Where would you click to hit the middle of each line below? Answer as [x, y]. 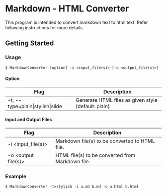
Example [16, 176]
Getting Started [30, 43]
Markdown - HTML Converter [67, 9]
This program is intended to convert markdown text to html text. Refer [77, 22]
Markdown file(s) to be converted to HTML [105, 141]
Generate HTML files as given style [116, 100]
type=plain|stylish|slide [35, 106]
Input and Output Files [29, 120]
